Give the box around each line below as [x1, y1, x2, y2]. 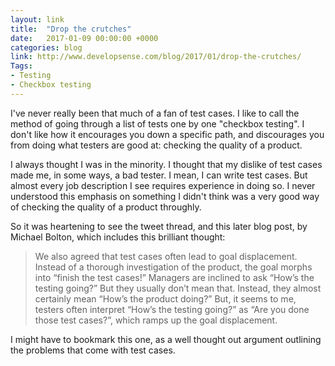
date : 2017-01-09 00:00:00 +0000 [10, 33, 159, 43]
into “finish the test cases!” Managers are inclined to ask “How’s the [34, 271, 315, 283]
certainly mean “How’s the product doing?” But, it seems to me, [34, 292, 297, 305]
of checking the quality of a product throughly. [10, 201, 202, 213]
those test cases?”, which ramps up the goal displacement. [34, 314, 278, 326]
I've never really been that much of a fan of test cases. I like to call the [10, 107, 300, 119]
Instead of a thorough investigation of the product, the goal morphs [34, 261, 313, 273]
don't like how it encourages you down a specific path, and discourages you [10, 128, 325, 140]
